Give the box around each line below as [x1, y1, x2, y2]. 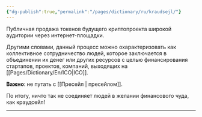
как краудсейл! [6, 98, 46, 106]
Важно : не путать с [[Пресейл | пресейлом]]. [6, 80, 123, 88]
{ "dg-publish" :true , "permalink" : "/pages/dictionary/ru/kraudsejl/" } [6, 8, 182, 15]
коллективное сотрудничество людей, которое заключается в [6, 49, 167, 57]
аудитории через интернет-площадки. [6, 31, 105, 39]
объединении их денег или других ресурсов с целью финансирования [6, 56, 188, 63]
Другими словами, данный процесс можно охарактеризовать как [6, 43, 176, 50]
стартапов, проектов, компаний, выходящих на [6, 62, 128, 70]
